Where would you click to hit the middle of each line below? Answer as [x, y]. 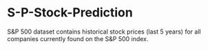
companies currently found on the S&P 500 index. [78, 38]
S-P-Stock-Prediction [70, 13]
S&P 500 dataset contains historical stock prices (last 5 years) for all [104, 32]
